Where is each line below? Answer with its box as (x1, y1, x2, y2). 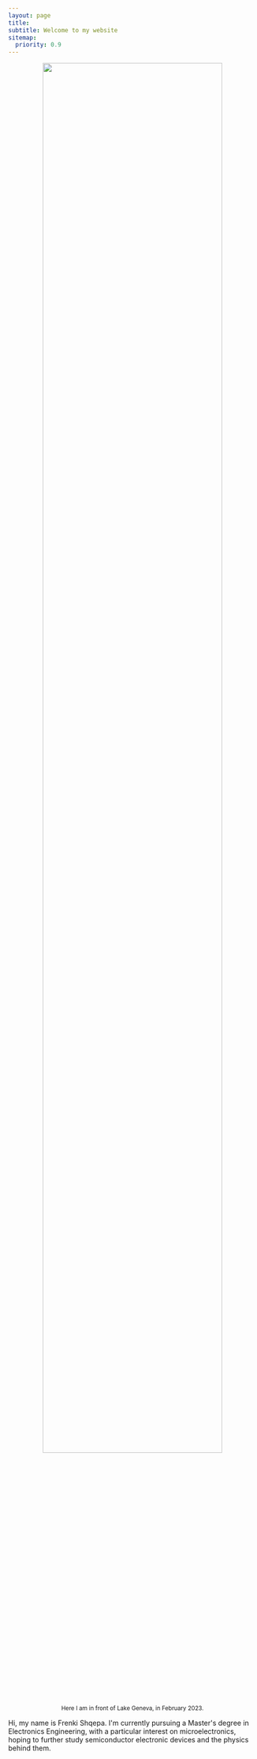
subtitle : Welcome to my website (8, 26, 118, 34)
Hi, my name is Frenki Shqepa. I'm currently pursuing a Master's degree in (8, 1718, 250, 1728)
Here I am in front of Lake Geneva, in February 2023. (61, 1705, 204, 1712)
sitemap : (8, 33, 37, 42)
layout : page (8, 11, 51, 20)
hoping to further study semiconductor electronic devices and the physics (8, 1735, 249, 1745)
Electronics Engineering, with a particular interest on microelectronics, (8, 1727, 237, 1736)
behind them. (8, 1743, 51, 1753)
